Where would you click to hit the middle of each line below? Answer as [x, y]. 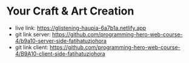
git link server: [33, 34]
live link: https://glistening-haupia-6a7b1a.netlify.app [81, 28]
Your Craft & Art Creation [70, 11]
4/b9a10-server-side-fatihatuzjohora [61, 41]
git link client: [31, 47]
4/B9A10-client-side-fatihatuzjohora [60, 53]
